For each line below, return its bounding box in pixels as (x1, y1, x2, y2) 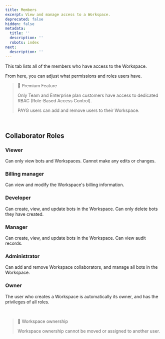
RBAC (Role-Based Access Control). (17, 97, 92, 103)
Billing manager (5, 171, 44, 178)
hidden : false (5, 21, 35, 27)
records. (5, 240, 22, 246)
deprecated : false (5, 17, 43, 22)
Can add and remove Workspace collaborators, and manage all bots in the (5, 264, 158, 270)
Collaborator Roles (5, 131, 64, 140)
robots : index (9, 40, 39, 45)
